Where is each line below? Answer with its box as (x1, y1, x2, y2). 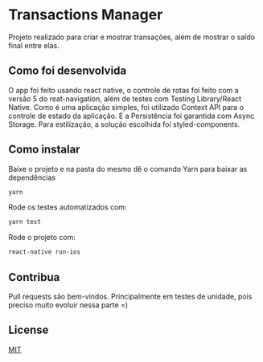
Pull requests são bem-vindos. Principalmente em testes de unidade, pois (8, 291, 253, 301)
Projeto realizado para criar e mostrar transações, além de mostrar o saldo (8, 32, 256, 42)
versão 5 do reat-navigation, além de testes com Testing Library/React (8, 94, 242, 104)
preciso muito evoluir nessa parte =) (8, 300, 129, 310)
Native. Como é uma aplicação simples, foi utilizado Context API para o (8, 102, 244, 112)
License (8, 323, 49, 337)
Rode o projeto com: (8, 233, 76, 242)
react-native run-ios (8, 248, 81, 256)
